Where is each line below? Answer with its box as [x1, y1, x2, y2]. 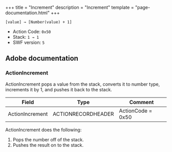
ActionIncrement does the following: [5, 126, 82, 133]
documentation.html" [5, 10, 50, 16]
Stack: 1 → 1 [12, 34, 39, 40]
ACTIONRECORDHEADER [53, 110, 114, 117]
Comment [129, 98, 154, 106]
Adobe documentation [5, 54, 78, 63]
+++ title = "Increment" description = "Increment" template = [5, 5, 134, 10]
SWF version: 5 [12, 39, 45, 45]
